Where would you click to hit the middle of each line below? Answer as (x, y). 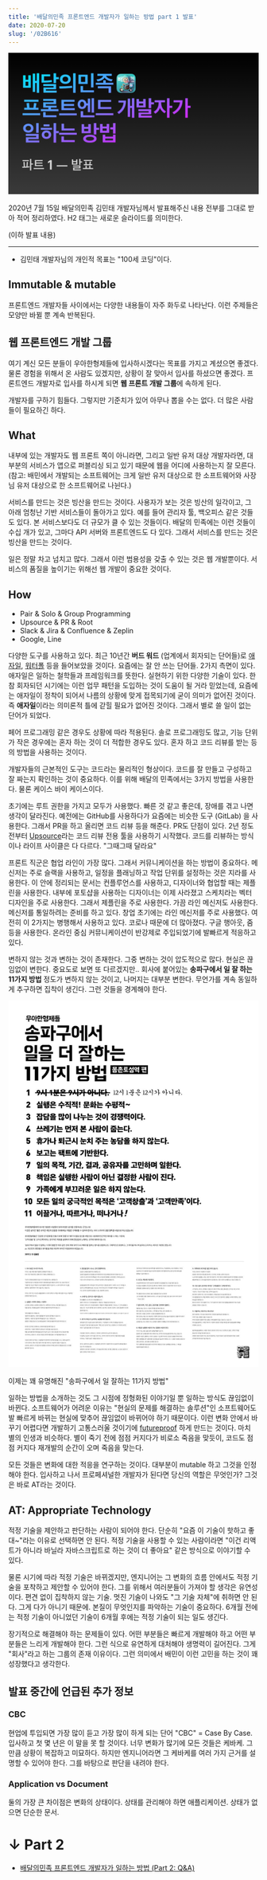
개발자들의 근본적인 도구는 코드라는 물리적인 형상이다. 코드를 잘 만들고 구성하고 (130, 770)
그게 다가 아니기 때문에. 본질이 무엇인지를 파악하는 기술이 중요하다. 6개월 (131, 1607)
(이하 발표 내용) (32, 234)
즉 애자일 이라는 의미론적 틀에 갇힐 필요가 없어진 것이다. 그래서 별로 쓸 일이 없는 (130, 706)
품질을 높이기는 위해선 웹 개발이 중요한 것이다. (100, 569)
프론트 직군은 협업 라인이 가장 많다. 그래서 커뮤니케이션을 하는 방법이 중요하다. (129, 863)
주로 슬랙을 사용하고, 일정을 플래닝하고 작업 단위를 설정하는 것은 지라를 (138, 873)
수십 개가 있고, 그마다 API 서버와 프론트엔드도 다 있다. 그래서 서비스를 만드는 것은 (133, 532)
